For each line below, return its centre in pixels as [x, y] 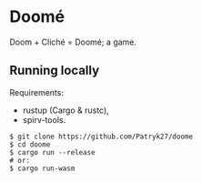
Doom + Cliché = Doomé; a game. [73, 42]
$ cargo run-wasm [42, 168]
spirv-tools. [44, 119]
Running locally [55, 71]
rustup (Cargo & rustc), [66, 110]
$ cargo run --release [52, 152]
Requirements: [36, 92]
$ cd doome [30, 144]
